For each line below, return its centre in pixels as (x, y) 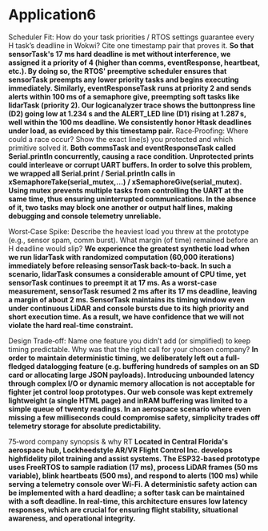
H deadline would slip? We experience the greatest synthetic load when (129, 248)
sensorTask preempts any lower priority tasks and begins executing (124, 79)
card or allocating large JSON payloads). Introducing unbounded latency (131, 375)
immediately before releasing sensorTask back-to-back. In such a (120, 265)
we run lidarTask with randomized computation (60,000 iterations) (121, 257)
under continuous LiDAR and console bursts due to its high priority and (129, 308)
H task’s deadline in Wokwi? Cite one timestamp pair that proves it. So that (131, 45)
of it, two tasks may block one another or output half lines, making (121, 207)
